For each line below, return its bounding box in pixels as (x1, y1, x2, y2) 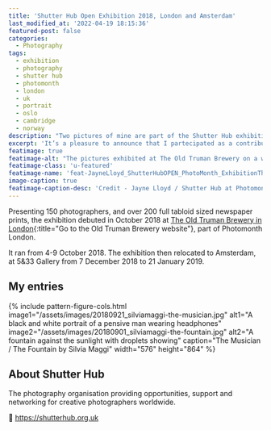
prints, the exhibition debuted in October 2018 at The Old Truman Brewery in (8, 215, 262, 224)
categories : (8, 34, 48, 43)
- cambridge (15, 117, 56, 125)
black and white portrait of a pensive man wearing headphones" (8, 318, 222, 328)
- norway (15, 124, 45, 132)
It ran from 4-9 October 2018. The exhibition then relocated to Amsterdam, (8, 248, 256, 257)
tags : (8, 49, 27, 57)
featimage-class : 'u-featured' (8, 162, 114, 170)
